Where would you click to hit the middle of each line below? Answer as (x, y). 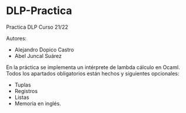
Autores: (16, 38)
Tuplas (23, 85)
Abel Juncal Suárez (38, 56)
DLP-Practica (39, 11)
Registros (26, 91)
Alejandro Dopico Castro (44, 49)
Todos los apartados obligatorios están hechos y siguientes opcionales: (93, 73)
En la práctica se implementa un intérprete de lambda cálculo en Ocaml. (93, 67)
